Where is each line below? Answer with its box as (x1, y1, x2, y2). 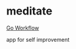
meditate (6, 4, 53, 18)
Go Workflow (6, 24, 40, 31)
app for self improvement (6, 36, 70, 43)
